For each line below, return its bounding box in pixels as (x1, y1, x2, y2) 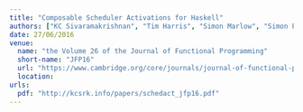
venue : (9, 38, 34, 48)
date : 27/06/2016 (9, 30, 75, 39)
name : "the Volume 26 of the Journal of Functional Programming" (17, 47, 269, 56)
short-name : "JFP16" (17, 55, 95, 64)
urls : (9, 80, 30, 89)
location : (17, 72, 54, 81)
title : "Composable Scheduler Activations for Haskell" (9, 13, 224, 23)
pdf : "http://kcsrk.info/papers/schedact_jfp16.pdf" (17, 89, 220, 98)
